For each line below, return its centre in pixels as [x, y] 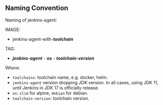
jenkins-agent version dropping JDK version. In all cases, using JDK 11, [85, 82]
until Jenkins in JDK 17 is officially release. [56, 88]
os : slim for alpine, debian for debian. [50, 93]
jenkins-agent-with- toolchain [43, 39]
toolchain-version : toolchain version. [51, 98]
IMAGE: [13, 30]
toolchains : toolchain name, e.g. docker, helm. [60, 77]
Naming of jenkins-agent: [31, 20]
